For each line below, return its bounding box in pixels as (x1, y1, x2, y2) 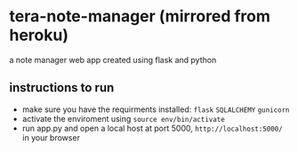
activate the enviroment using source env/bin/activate (21, 113, 225, 124)
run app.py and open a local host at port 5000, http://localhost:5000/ (21, 123, 283, 133)
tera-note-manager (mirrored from (9, 6, 271, 27)
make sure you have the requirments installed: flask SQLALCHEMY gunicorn (21, 104, 290, 115)
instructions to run (9, 80, 115, 95)
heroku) (9, 25, 69, 45)
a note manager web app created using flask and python (9, 54, 217, 65)
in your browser (21, 132, 80, 143)
